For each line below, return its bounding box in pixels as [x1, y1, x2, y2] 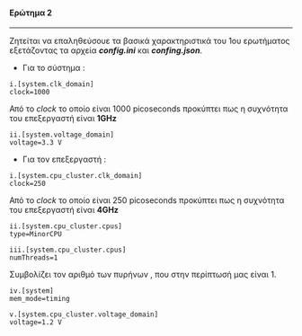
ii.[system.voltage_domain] [9, 130, 115, 139]
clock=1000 [9, 88, 50, 97]
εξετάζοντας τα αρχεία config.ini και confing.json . [9, 45, 203, 56]
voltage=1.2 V [9, 318, 63, 327]
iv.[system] [9, 287, 54, 296]
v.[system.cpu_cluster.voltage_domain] [9, 310, 159, 319]
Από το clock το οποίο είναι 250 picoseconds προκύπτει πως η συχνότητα [9, 195, 285, 206]
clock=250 [9, 180, 47, 189]
